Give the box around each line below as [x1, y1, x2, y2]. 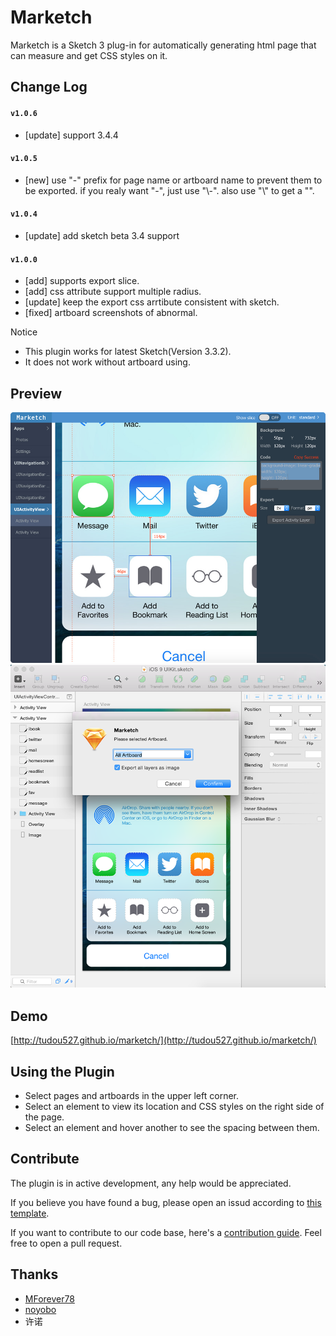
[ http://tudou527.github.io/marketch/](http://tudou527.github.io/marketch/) [10, 1034, 317, 1046]
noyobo [24, 1303, 57, 1315]
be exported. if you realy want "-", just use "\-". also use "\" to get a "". [24, 184, 315, 196]
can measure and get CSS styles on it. [10, 49, 168, 61]
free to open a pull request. [10, 1237, 123, 1249]
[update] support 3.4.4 [24, 129, 119, 141]
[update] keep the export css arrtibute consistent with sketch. [24, 296, 280, 308]
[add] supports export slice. [24, 275, 140, 287]
